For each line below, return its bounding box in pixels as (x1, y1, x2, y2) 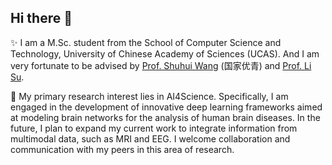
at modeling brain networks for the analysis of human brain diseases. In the (10, 111, 321, 123)
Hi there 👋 (10, 10, 73, 27)
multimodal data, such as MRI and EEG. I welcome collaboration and (10, 132, 291, 145)
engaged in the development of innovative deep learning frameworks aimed (10, 101, 323, 113)
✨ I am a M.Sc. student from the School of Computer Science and (10, 36, 282, 48)
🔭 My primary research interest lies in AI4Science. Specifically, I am (10, 90, 289, 102)
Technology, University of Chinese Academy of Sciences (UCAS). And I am (10, 47, 320, 60)
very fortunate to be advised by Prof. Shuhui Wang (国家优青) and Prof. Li (10, 59, 312, 71)
